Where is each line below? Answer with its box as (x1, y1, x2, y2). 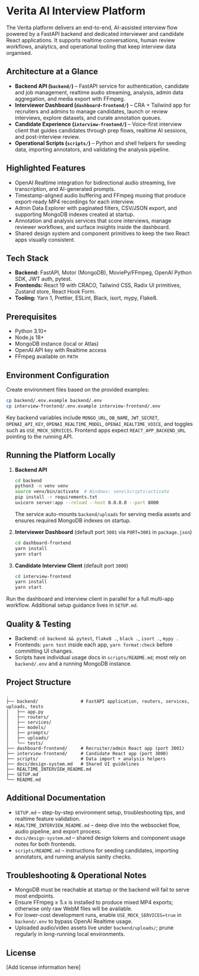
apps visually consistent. (14, 236, 75, 243)
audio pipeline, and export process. (14, 827, 102, 835)
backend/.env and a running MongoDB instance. (14, 660, 132, 667)
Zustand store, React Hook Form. (14, 288, 96, 295)
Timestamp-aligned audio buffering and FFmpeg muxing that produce (14, 192, 186, 199)
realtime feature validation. (14, 815, 81, 822)
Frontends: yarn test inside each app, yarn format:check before (14, 641, 173, 648)
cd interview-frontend (14, 573, 71, 579)
